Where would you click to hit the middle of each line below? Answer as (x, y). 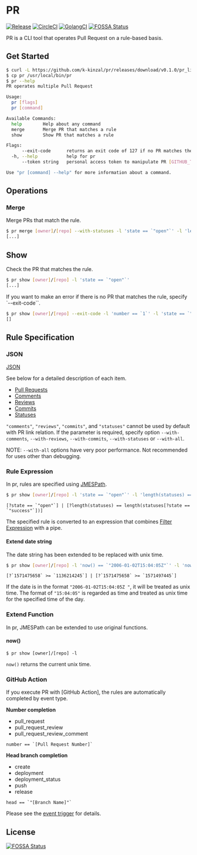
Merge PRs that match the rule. (43, 221)
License (21, 832)
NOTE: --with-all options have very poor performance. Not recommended (97, 450)
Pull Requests (31, 390)
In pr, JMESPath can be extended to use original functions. (77, 627)
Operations (27, 191)
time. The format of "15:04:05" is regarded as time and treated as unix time (97, 593)
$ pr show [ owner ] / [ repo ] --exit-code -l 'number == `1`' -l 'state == (95, 313)
